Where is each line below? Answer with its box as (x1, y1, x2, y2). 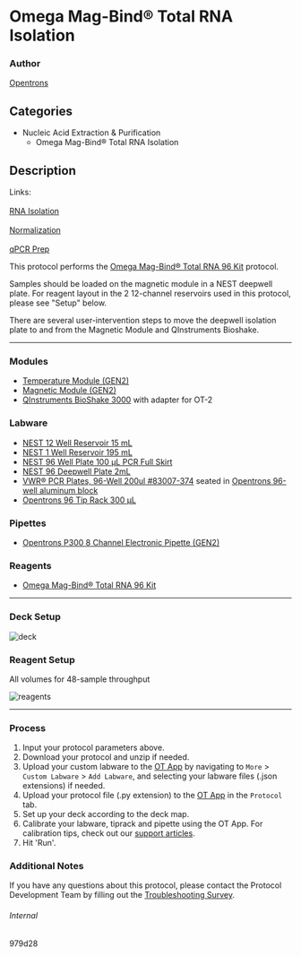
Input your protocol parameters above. (21, 742, 165, 754)
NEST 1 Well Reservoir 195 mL (21, 446, 133, 458)
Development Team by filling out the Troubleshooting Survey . (9, 890, 236, 900)
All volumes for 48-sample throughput (9, 674, 150, 685)
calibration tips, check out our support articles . (21, 828, 195, 839)
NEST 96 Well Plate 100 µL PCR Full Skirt (21, 456, 173, 467)
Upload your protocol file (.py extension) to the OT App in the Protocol (21, 790, 283, 801)
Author (9, 57, 41, 70)
